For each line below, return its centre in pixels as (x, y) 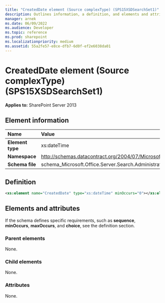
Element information (37, 120)
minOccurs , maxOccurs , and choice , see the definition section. (70, 225)
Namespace (22, 157)
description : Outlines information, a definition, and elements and (77, 14)
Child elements (24, 262)
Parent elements (25, 238)
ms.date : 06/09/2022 (26, 23)
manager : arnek (21, 19)
